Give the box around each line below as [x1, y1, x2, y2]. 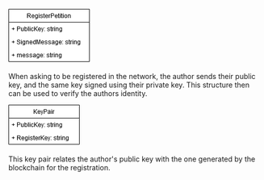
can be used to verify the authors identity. [8, 89, 148, 98]
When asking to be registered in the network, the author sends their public [8, 72, 256, 81]
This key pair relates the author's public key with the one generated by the [8, 154, 256, 164]
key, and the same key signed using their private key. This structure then [8, 80, 250, 90]
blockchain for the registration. [8, 163, 111, 172]
